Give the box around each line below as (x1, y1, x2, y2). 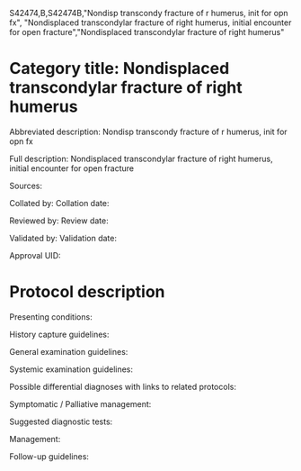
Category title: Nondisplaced (9, 59, 230, 79)
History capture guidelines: (9, 329, 110, 340)
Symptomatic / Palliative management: (9, 398, 152, 409)
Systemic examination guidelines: (9, 364, 133, 375)
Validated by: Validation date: (9, 232, 117, 243)
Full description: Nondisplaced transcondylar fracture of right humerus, (9, 153, 273, 164)
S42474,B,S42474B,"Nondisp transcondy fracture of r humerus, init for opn (9, 8, 289, 18)
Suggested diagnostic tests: (9, 416, 113, 427)
